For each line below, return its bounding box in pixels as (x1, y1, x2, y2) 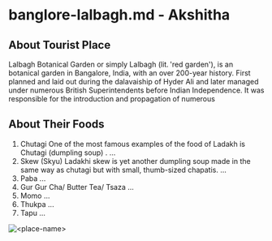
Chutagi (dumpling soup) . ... (19, 148, 116, 157)
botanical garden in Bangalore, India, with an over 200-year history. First (8, 68, 251, 78)
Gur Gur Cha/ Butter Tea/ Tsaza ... (19, 182, 134, 192)
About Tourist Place (8, 38, 111, 52)
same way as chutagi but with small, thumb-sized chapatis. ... (19, 165, 227, 174)
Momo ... (19, 191, 50, 200)
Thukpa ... (19, 199, 54, 209)
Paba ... (19, 173, 46, 183)
